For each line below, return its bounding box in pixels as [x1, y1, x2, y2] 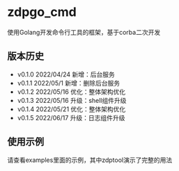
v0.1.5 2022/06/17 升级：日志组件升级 [17, 113, 125, 122]
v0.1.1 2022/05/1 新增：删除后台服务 [17, 79, 120, 87]
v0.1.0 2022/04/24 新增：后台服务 [17, 70, 115, 79]
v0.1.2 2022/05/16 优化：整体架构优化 [17, 88, 126, 96]
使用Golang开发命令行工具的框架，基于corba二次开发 [7, 28, 161, 36]
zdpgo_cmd [7, 4, 77, 20]
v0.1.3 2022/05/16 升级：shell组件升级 [17, 96, 127, 104]
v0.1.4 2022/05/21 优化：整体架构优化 [17, 105, 126, 113]
